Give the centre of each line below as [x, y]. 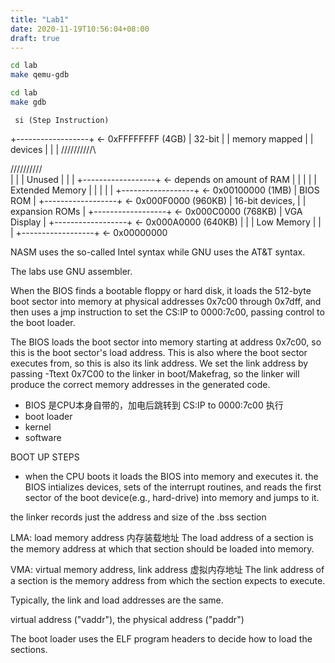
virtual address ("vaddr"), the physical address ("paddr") [127, 619]
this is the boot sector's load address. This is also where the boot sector [159, 352]
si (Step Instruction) [62, 120]
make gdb [28, 102]
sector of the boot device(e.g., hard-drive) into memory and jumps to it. [172, 497]
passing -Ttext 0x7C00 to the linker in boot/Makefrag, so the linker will [155, 373]
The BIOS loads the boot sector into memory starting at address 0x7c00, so [166, 342]
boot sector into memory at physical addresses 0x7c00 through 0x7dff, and [166, 301]
